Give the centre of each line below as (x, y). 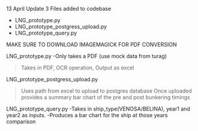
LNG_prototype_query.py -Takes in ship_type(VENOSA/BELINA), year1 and (98, 109)
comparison (21, 121)
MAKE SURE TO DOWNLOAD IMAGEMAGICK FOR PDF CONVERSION (91, 45)
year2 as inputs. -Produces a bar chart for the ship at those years (87, 115)
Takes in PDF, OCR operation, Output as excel (77, 68)
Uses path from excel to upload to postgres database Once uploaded (106, 91)
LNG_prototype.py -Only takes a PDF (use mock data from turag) (86, 56)
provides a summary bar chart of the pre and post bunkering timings (105, 97)
